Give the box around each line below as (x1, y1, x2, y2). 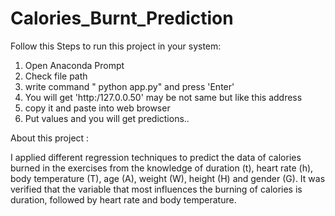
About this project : (10, 132, 90, 144)
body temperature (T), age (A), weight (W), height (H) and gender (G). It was (10, 172, 326, 184)
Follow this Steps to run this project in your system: (10, 40, 222, 52)
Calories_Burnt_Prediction (10, 7, 234, 30)
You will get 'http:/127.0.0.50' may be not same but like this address (24, 91, 303, 103)
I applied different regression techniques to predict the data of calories (10, 151, 302, 163)
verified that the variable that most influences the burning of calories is (10, 183, 303, 195)
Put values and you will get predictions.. (24, 112, 190, 124)
